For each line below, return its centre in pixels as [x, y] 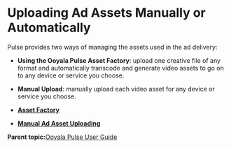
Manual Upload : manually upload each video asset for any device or [116, 89]
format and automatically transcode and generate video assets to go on [120, 68]
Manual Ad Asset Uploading [59, 123]
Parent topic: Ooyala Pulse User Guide [62, 137]
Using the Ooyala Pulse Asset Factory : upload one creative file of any [119, 60]
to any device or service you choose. [71, 75]
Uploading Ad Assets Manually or [106, 13]
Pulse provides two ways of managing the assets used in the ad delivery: [112, 47]
